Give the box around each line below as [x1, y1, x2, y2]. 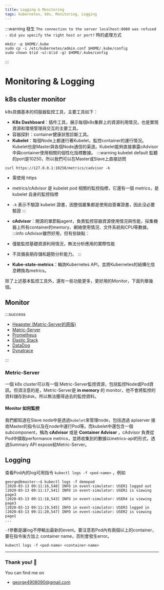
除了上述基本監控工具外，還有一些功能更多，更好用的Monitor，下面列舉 [5, 278, 149, 284]
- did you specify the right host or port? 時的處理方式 [5, 32, 122, 38]
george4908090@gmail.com [12, 579, 71, 585]
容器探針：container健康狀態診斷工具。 [12, 131, 92, 137]
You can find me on [5, 569, 44, 575]
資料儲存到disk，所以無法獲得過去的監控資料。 [5, 393, 99, 399]
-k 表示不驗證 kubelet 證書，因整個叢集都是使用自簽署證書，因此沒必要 [12, 201, 155, 208]
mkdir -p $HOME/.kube [5, 42, 49, 46]
